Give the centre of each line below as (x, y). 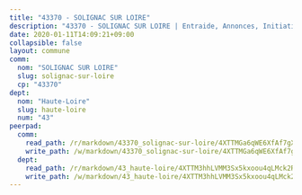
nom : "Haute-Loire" (54, 101)
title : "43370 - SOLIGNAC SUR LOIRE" (80, 18)
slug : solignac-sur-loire (66, 76)
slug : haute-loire (52, 110)
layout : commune (40, 51)
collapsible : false (46, 43)
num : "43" (36, 118)
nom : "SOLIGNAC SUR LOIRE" (68, 68)
